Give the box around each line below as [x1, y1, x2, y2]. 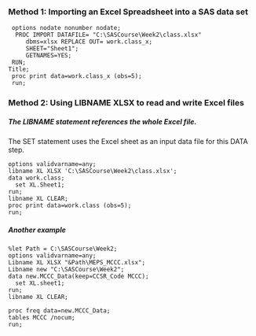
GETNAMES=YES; [25, 52, 72, 60]
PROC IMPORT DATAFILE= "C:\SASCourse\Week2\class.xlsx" [15, 31, 202, 39]
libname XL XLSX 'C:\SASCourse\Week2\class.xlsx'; [8, 168, 177, 175]
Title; [8, 65, 30, 73]
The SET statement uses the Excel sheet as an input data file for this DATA [8, 137, 249, 146]
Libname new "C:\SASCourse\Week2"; [8, 266, 125, 274]
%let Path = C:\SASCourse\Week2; [8, 245, 118, 253]
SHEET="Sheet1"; [25, 45, 79, 53]
